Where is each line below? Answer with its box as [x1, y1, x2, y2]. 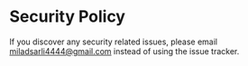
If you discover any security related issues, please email [9, 36, 218, 47]
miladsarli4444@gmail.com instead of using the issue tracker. [9, 45, 240, 56]
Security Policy [9, 6, 126, 27]
